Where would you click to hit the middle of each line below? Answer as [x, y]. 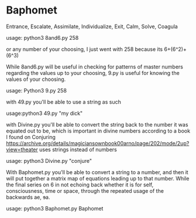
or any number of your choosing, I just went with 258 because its [84, 49]
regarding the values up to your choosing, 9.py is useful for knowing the [93, 73]
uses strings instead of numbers [78, 149]
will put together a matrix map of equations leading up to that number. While [98, 178]
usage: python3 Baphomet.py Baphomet [55, 208]
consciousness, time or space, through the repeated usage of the [85, 190]
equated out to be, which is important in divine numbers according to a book [98, 131]
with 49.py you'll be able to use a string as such [63, 102]
